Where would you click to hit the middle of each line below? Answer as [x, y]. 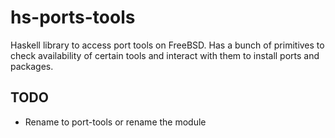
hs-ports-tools [73, 17]
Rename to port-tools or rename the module [115, 122]
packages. [32, 66]
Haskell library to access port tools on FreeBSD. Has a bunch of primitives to [167, 45]
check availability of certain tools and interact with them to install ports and [165, 55]
